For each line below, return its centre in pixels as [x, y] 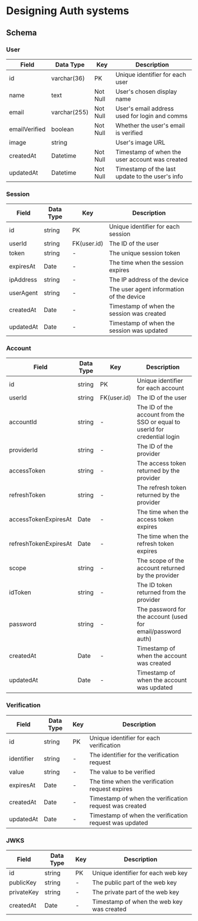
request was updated [119, 822]
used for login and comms [151, 116]
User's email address [145, 109]
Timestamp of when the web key [137, 902]
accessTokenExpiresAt [40, 519]
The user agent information [146, 289]
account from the [161, 415]
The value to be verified [122, 772]
